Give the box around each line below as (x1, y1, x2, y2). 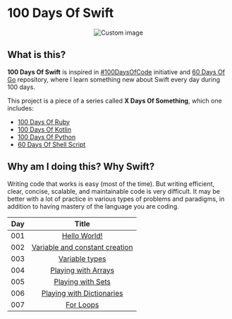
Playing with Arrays (50, 265, 115, 275)
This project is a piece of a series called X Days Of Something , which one (7, 96, 222, 105)
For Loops (66, 299, 99, 309)
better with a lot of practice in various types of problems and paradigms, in (7, 195, 225, 203)
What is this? (7, 49, 66, 61)
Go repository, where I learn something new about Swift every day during (7, 75, 221, 83)
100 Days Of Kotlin (17, 125, 72, 134)
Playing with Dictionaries (41, 288, 123, 298)
